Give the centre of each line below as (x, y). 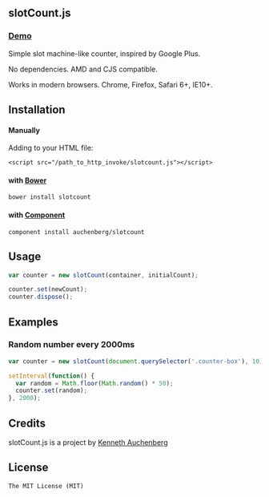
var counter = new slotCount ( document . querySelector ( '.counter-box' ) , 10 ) (136, 361)
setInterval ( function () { (51, 376)
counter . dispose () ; (41, 297)
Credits (27, 423)
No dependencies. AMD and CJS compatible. (83, 69)
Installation (37, 110)
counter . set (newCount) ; (48, 289)
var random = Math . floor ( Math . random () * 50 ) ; (94, 383)
